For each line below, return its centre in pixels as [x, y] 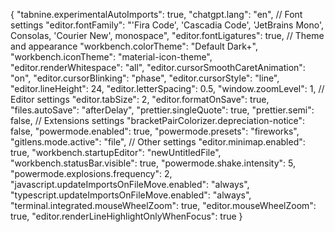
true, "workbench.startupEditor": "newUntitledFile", [116, 152]
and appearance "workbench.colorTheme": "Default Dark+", [134, 46]
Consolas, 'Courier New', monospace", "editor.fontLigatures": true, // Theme [167, 35]
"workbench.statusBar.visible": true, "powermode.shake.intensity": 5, [153, 163]
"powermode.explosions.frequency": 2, [91, 173]
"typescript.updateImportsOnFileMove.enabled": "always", [131, 195]
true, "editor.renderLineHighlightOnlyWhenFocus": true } [126, 216]
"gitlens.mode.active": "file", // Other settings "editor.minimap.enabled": [158, 142]
